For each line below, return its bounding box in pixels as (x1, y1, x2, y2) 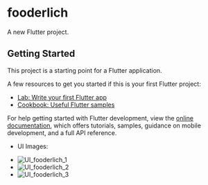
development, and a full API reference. (7, 128, 117, 136)
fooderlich (7, 5, 69, 21)
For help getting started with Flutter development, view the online (7, 114, 194, 122)
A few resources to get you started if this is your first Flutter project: (7, 80, 201, 88)
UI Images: (17, 142, 49, 150)
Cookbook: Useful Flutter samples (17, 100, 115, 109)
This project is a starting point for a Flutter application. (7, 66, 162, 74)
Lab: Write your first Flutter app (17, 93, 107, 101)
